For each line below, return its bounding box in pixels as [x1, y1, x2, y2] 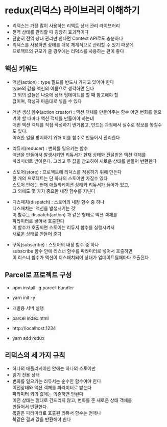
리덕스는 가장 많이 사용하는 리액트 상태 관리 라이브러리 [12, 22, 121, 29]
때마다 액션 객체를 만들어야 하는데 [27, 115, 94, 121]
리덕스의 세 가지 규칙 [5, 350, 65, 360]
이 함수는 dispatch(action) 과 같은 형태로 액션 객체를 [12, 211, 117, 217]
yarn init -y [12, 294, 36, 300]
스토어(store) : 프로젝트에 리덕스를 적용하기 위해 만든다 [12, 169, 122, 175]
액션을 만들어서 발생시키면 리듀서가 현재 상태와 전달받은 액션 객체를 [12, 152, 146, 158]
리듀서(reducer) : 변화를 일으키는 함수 [12, 145, 88, 151]
